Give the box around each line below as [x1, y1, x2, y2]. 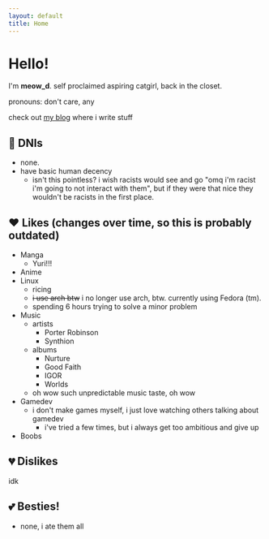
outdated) [8, 228, 60, 242]
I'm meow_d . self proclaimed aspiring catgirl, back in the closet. [8, 81, 223, 91]
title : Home [8, 19, 49, 28]
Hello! [8, 54, 49, 73]
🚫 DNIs [8, 136, 43, 150]
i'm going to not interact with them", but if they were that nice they [32, 183, 254, 193]
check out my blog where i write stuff [8, 113, 134, 123]
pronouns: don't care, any [8, 97, 95, 106]
